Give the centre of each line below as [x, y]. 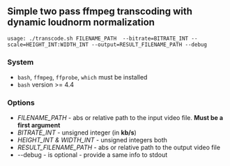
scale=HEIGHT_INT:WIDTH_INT [48, 45]
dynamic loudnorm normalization [81, 23]
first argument [39, 126]
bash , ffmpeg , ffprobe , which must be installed [82, 77]
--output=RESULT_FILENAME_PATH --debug [149, 45]
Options [21, 103]
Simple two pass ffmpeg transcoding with [100, 12]
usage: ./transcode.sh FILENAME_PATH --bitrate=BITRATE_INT [98, 38]
